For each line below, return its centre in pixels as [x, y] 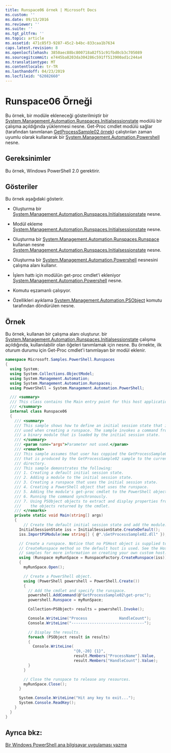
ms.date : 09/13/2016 [27, 19]
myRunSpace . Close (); [45, 684]
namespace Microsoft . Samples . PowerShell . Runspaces [60, 360]
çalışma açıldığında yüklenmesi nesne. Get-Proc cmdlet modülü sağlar [79, 126]
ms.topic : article [25, 39]
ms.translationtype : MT [31, 62]
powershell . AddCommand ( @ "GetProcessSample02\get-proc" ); [90, 595]
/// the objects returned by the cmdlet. [62, 506]
